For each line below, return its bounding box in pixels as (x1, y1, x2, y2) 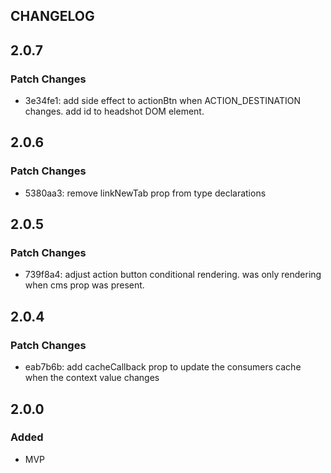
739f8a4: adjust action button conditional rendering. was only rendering (24, 269, 322, 281)
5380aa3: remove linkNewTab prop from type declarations (24, 187, 267, 199)
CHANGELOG (10, 8, 95, 25)
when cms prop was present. (24, 279, 145, 291)
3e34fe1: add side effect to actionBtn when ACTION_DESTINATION (24, 95, 302, 107)
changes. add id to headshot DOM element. (24, 105, 205, 118)
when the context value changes (24, 372, 160, 384)
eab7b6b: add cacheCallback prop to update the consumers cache (24, 361, 302, 373)
